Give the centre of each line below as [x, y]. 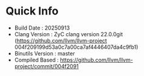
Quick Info [32, 11]
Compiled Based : [36, 60]
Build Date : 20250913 [42, 28]
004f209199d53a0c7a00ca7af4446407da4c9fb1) [76, 47]
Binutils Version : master [44, 53]
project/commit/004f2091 [47, 66]
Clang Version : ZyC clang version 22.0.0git [69, 34]
